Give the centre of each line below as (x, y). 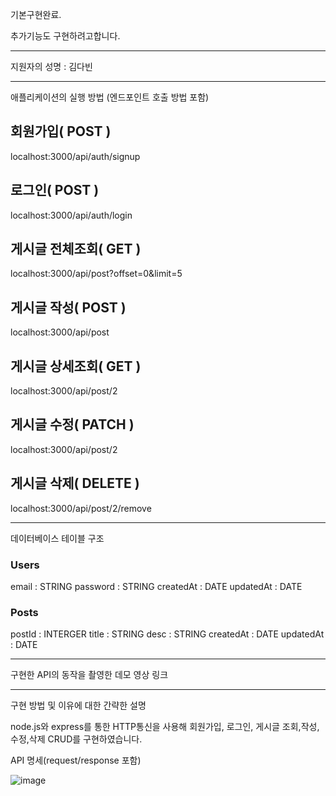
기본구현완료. (36, 14)
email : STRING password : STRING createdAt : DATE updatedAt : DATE (156, 586)
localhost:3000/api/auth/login (71, 215)
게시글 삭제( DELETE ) (75, 483)
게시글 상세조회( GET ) (76, 366)
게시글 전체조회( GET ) (76, 249)
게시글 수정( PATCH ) (72, 424)
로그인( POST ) (55, 190)
